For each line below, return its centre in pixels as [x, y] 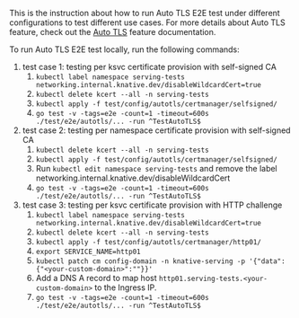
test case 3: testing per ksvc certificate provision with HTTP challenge [152, 205]
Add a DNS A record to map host [96, 278]
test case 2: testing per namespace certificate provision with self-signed [156, 130]
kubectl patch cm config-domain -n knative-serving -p [140, 261]
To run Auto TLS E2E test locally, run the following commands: [124, 49]
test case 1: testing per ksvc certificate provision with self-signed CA [149, 67]
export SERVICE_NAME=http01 [88, 252]
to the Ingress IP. [125, 287]
